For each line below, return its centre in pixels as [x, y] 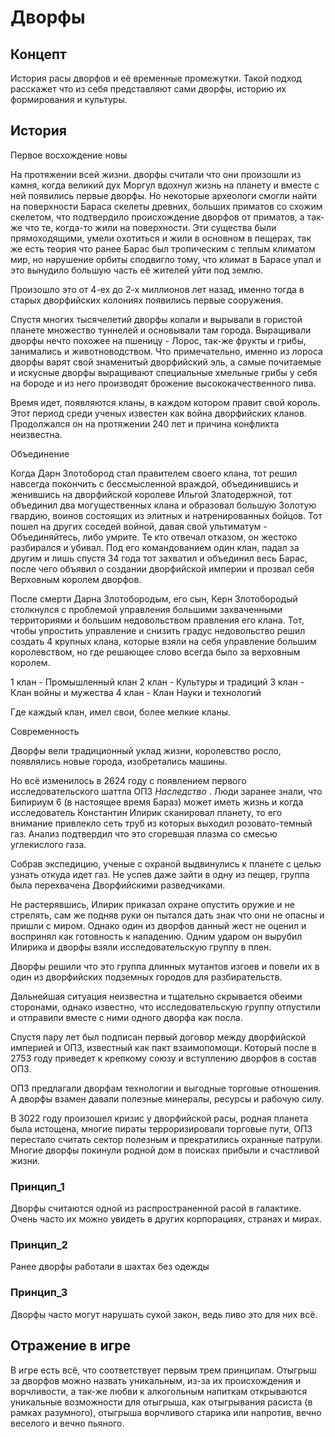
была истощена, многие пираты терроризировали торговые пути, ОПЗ [161, 1128]
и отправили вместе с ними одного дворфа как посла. [126, 1017]
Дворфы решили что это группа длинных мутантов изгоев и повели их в [165, 966]
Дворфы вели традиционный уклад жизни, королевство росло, [146, 750]
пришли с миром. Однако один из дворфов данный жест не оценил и [158, 925]
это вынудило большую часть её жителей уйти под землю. [137, 270]
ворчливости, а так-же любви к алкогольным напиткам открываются [159, 1391]
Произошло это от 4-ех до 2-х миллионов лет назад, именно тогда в [157, 289]
